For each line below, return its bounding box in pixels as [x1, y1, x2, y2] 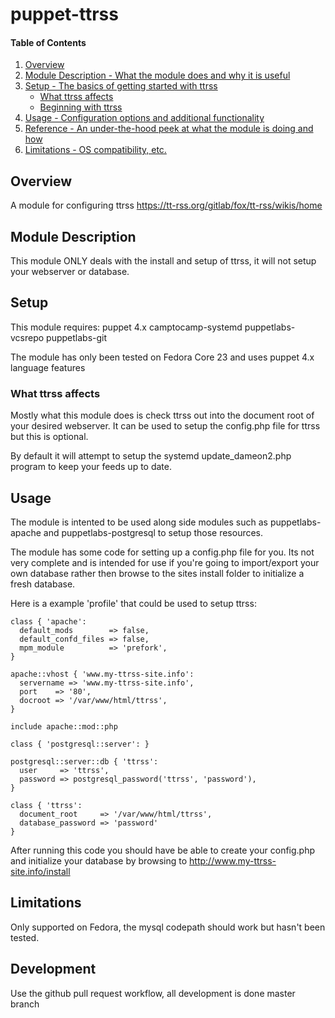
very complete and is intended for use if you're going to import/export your [10, 556, 320, 568]
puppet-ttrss [10, 3, 119, 26]
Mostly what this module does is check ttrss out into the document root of [10, 409, 315, 422]
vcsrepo [10, 331, 45, 343]
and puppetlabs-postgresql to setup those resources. [43, 526, 264, 538]
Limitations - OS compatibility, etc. [24, 144, 167, 156]
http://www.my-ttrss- [189, 854, 277, 867]
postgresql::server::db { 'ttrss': [10, 756, 159, 767]
